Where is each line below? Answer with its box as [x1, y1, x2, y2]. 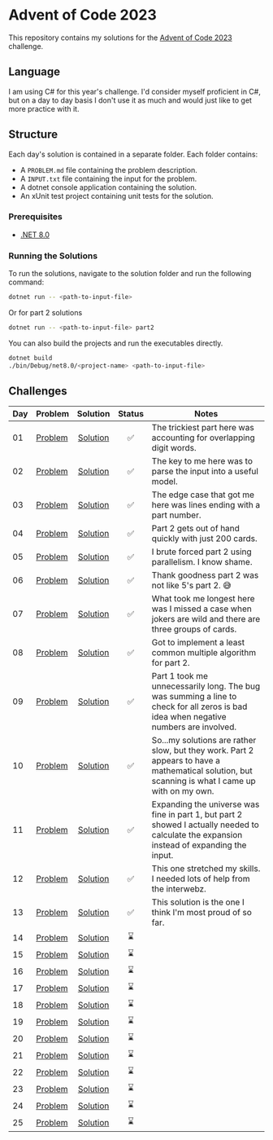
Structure [8, 128, 58, 142]
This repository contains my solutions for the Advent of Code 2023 [8, 33, 233, 42]
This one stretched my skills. [151, 863, 261, 874]
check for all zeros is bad [151, 701, 248, 712]
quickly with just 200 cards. [151, 533, 258, 544]
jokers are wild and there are [151, 614, 261, 625]
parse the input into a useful [151, 466, 258, 478]
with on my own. [151, 786, 214, 797]
